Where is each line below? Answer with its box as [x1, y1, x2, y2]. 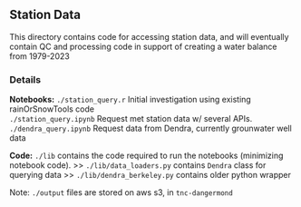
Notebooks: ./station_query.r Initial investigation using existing [9, 94, 251, 105]
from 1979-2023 [9, 50, 70, 62]
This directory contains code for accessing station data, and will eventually [9, 31, 289, 42]
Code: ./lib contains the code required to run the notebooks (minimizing [9, 150, 284, 162]
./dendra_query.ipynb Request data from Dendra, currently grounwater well [9, 123, 292, 134]
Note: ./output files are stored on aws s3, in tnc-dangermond [9, 187, 233, 198]
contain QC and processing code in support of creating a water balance [9, 41, 277, 52]
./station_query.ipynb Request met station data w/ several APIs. [9, 113, 253, 124]
